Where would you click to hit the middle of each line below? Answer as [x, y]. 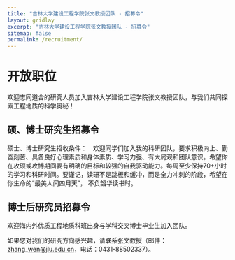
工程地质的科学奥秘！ [44, 106]
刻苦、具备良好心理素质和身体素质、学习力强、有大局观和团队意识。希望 [117, 157]
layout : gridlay [31, 20]
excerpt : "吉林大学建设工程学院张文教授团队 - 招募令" [79, 27]
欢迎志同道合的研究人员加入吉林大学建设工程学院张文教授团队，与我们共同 [114, 97]
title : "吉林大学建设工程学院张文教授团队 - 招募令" [76, 14]
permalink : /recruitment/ [45, 40]
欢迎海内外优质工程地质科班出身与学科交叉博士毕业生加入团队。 [99, 225]
